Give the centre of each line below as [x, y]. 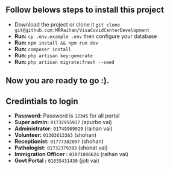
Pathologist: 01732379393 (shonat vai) [61, 148]
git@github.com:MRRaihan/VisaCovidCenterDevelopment [82, 30]
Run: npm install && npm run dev [56, 42]
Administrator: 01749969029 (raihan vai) [63, 128]
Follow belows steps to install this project [85, 10]
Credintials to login [42, 101]
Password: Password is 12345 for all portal [67, 116]
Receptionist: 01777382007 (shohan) [59, 142]
